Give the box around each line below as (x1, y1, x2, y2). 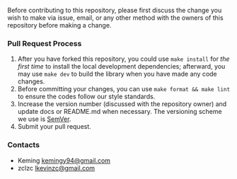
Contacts (7, 140, 40, 150)
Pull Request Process (7, 38, 82, 48)
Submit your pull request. (17, 122, 92, 131)
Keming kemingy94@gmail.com (17, 156, 111, 165)
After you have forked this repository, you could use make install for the (17, 54, 230, 63)
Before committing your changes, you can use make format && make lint (17, 85, 231, 93)
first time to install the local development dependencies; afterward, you (17, 62, 226, 71)
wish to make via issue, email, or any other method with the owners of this (7, 13, 224, 22)
